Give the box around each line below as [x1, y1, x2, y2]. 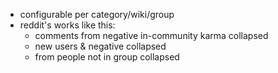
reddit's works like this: [19, 19, 116, 31]
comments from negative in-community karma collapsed [34, 30, 269, 41]
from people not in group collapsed [34, 51, 180, 63]
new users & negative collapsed [34, 40, 167, 52]
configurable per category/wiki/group [19, 9, 175, 20]
